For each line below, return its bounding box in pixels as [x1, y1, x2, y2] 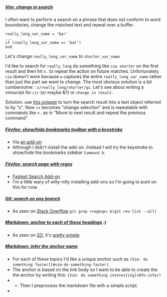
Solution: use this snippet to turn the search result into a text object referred [5, 99, 161, 105]
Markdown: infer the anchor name [5, 243, 78, 249]
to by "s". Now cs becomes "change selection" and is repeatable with [5, 104, 148, 110]
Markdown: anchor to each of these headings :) [5, 219, 107, 225]
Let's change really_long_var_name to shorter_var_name [5, 53, 120, 59]
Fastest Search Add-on [12, 173, 60, 179]
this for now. [12, 184, 38, 190]
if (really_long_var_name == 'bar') [5, 40, 81, 45]
